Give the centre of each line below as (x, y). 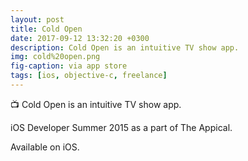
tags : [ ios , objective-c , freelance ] (89, 76)
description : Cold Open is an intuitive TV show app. (125, 47)
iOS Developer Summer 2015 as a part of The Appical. (121, 127)
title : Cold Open (46, 29)
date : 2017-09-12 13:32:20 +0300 (80, 38)
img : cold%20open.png (55, 57)
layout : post (37, 19)
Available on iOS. (45, 147)
